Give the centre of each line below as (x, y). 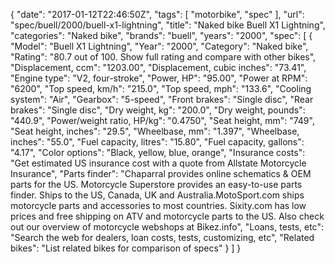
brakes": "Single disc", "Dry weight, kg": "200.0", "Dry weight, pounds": (158, 110)
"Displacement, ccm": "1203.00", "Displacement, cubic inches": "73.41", (158, 67)
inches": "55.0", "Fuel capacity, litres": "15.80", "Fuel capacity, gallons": (157, 142)
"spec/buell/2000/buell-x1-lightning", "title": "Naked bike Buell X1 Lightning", (168, 25)
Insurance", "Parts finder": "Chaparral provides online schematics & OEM (161, 173)
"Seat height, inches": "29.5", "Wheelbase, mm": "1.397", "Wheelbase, (155, 131)
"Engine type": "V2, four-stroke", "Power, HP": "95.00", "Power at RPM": (159, 78)
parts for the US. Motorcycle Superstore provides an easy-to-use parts (156, 184)
